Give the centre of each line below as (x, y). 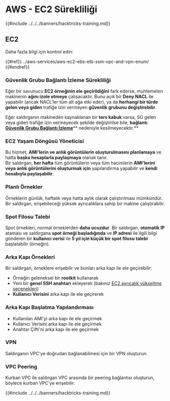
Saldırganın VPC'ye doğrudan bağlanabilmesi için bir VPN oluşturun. (77, 353)
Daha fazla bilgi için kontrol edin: (39, 51)
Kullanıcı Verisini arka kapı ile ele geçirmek (57, 324)
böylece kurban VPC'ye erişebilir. (40, 383)
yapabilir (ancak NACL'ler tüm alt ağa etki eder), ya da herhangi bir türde (82, 102)
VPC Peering (21, 366)
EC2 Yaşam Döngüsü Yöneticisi (45, 141)
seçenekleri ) (26, 289)
